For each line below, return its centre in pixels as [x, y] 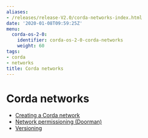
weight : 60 [31, 46]
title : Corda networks [35, 68]
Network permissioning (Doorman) [58, 122]
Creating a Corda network [47, 116]
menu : [13, 29]
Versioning [29, 128]
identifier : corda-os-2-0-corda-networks [70, 40]
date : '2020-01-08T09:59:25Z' [45, 23]
